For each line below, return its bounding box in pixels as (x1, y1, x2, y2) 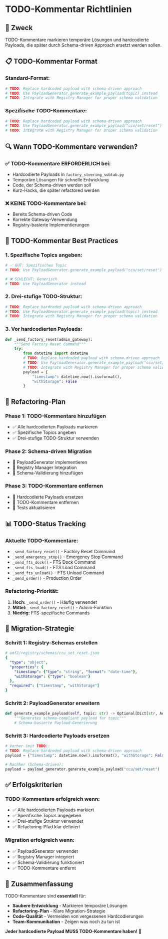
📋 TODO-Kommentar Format (5, 57, 97, 66)
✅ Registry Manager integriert (12, 853, 74, 860)
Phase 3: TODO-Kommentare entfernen (5, 483, 103, 490)
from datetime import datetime (23, 351, 88, 356)
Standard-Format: (5, 75, 50, 82)
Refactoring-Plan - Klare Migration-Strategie (12, 908, 106, 914)
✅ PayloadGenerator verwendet (12, 848, 78, 854)
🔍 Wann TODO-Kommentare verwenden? (5, 142, 138, 151)
